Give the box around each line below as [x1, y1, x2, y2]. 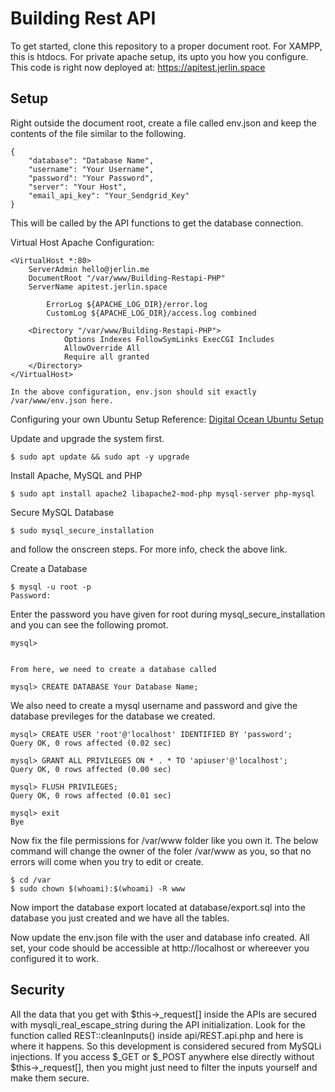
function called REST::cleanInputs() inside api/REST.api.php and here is [10, 1029, 304, 1041]
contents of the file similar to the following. [10, 127, 187, 139]
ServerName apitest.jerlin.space [28, 282, 168, 292]
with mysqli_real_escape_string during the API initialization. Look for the [10, 1018, 306, 1031]
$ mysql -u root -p [10, 582, 92, 592]
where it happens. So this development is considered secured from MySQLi [10, 1040, 322, 1052]
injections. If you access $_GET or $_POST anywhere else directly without [10, 1050, 315, 1062]
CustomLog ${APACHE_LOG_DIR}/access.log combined [46, 308, 257, 318]
